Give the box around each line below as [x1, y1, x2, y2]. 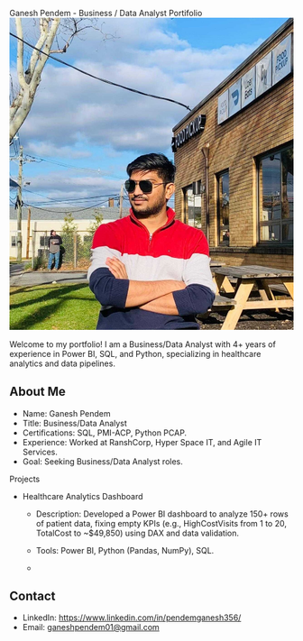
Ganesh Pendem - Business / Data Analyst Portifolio [9, 8, 203, 18]
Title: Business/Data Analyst [22, 417, 128, 428]
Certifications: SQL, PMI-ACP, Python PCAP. [22, 427, 188, 438]
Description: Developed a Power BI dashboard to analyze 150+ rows [35, 508, 289, 519]
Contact [9, 588, 56, 603]
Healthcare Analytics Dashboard [22, 490, 143, 501]
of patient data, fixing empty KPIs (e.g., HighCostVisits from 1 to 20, [35, 517, 287, 528]
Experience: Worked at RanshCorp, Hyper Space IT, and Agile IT [22, 436, 262, 447]
